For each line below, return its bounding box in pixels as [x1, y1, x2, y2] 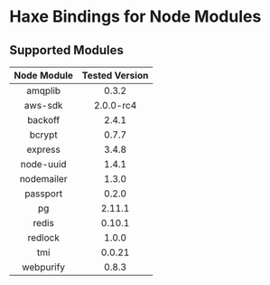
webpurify [22, 261, 66, 273]
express [26, 143, 61, 156]
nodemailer [19, 173, 68, 185]
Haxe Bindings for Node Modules [9, 6, 262, 27]
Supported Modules [9, 43, 125, 58]
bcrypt [29, 128, 58, 141]
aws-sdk [23, 100, 63, 111]
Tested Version [81, 70, 149, 81]
